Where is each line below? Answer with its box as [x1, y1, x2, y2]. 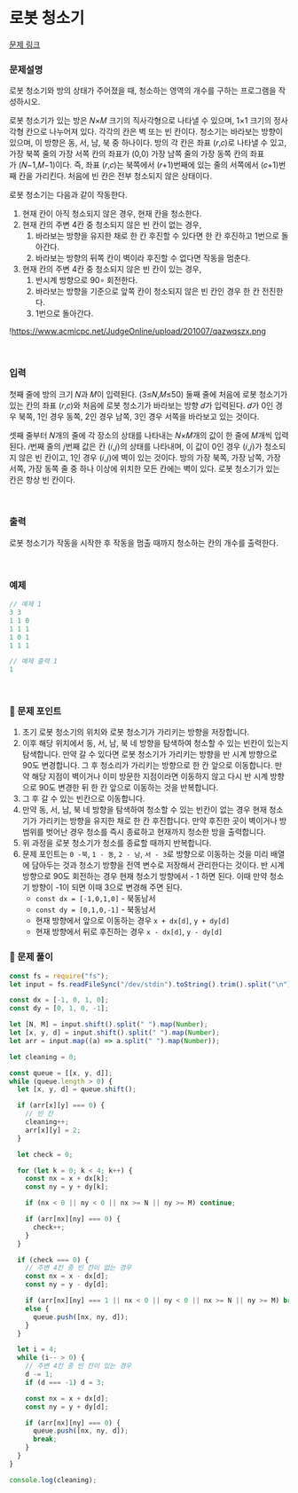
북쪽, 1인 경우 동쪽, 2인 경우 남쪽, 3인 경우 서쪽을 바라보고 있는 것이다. [18, 411, 260, 421]
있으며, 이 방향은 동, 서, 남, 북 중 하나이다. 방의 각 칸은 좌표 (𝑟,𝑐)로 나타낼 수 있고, [9, 138, 286, 148]
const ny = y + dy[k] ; [25, 1183, 109, 1191]
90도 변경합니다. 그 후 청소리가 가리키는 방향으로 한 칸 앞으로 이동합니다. [21, 760, 273, 771]
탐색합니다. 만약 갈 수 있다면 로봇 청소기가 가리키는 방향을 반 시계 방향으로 [21, 749, 278, 759]
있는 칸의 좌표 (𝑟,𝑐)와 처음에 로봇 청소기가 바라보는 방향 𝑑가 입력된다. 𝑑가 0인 [9, 400, 274, 411]
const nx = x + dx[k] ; [25, 1175, 109, 1183]
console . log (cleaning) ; [9, 1475, 98, 1484]
